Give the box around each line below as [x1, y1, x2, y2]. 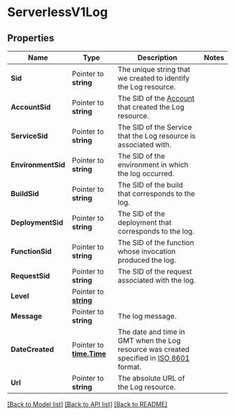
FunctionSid [10, 246, 52, 256]
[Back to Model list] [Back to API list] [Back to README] [7, 400, 168, 408]
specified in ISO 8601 [117, 353, 190, 363]
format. [117, 362, 142, 372]
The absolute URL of [117, 374, 185, 383]
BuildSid [10, 189, 40, 198]
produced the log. [117, 255, 176, 265]
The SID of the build [117, 180, 183, 190]
